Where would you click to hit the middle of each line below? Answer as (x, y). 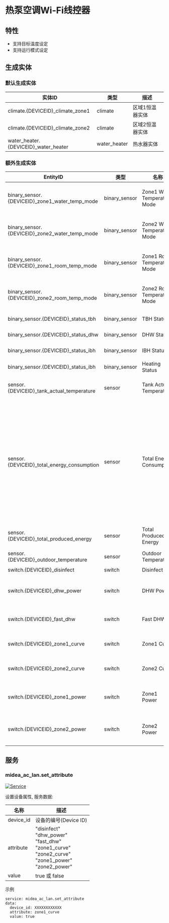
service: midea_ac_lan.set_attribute (45, 899)
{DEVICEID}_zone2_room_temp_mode (52, 298)
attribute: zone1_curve (34, 912)
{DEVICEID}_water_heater (38, 147)
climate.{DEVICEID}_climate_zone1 (49, 111)
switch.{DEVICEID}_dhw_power (45, 591)
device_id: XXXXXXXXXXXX (36, 908)
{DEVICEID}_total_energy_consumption (54, 465)
